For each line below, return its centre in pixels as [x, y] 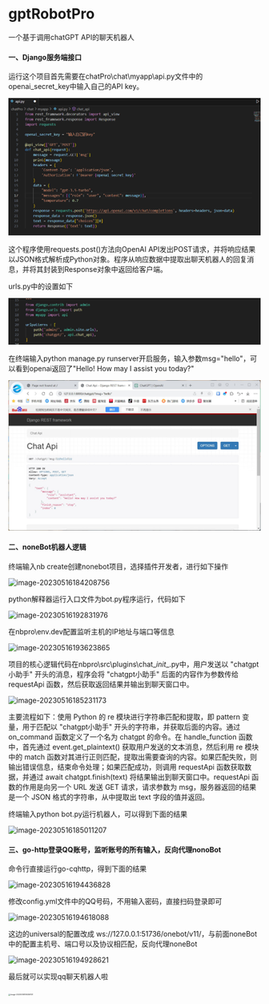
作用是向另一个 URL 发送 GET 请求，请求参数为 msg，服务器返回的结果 [139, 787]
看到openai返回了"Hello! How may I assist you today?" [104, 368]
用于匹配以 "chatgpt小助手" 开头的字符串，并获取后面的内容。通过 [131, 727]
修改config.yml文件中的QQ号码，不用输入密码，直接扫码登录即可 [115, 901]
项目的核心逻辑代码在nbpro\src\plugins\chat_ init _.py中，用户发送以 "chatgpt [134, 664]
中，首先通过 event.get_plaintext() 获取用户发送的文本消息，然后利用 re [126, 747]
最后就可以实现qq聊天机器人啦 [58, 977]
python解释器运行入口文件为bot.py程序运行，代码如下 [97, 599]
